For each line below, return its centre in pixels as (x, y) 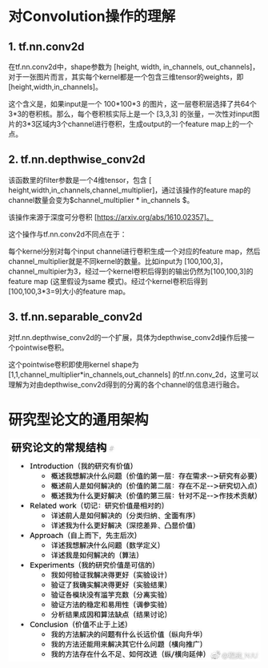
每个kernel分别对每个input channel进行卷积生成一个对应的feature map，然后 (134, 251)
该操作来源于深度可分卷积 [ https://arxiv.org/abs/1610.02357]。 (111, 217)
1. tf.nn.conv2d (46, 46)
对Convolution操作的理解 (92, 16)
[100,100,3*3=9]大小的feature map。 (69, 291)
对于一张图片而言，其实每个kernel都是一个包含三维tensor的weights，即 (126, 77)
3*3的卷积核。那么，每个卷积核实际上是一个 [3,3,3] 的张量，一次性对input (131, 114)
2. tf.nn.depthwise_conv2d (77, 160)
